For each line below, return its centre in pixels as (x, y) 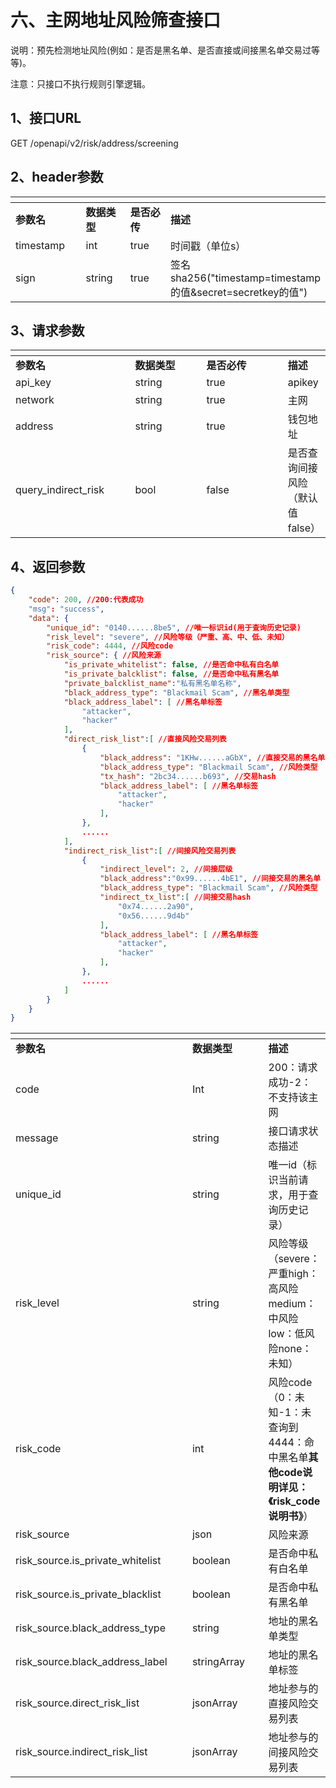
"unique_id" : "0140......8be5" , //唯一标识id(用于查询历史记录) (174, 627)
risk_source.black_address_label (91, 1662)
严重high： (293, 1274)
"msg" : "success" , (66, 609)
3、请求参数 (47, 330)
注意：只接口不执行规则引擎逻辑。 (80, 83)
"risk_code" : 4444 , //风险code (110, 646)
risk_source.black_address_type (90, 1628)
